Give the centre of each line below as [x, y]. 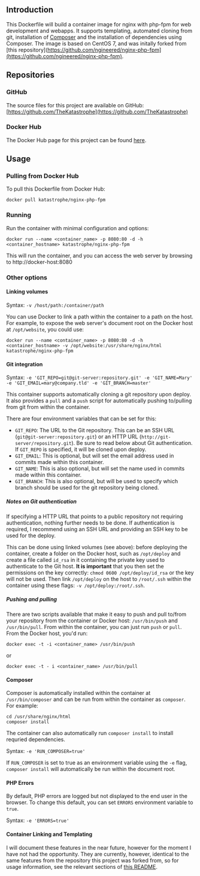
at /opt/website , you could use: [45, 329]
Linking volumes [27, 292]
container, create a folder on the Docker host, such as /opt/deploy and [93, 553]
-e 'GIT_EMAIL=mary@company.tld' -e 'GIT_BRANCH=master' [79, 383]
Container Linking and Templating [49, 834]
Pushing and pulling [32, 599]
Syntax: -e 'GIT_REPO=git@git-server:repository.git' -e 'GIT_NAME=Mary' [99, 378]
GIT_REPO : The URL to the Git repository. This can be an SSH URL [95, 431]
